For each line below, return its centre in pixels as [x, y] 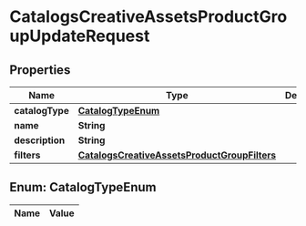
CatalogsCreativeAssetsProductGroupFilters [177, 155]
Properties [40, 70]
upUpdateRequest [80, 36]
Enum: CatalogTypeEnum [83, 187]
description [40, 140]
